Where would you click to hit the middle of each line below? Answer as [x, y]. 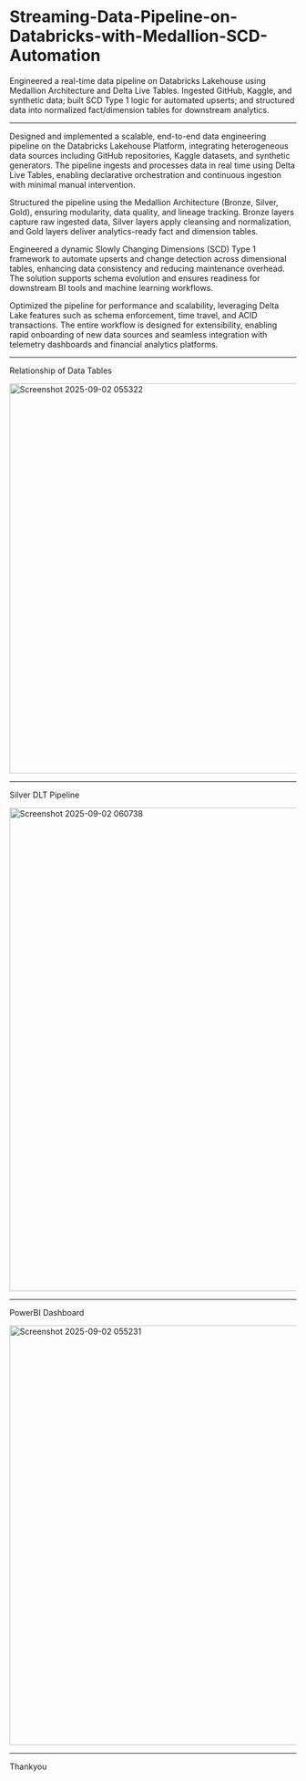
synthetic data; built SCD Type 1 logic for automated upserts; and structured [152, 100]
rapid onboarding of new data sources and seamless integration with [138, 334]
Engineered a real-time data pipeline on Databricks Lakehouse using [138, 80]
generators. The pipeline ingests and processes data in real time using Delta [153, 165]
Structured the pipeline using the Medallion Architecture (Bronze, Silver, [144, 202]
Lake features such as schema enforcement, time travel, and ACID [133, 315]
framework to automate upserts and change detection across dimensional [148, 258]
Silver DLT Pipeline [45, 795]
